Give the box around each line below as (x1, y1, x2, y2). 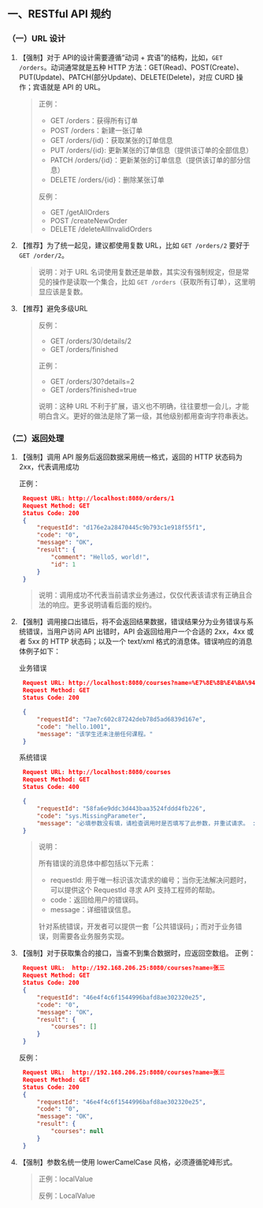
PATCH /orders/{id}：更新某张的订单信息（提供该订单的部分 (50, 155, 244, 164)
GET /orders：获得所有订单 (50, 115, 139, 125)
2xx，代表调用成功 (18, 462, 80, 471)
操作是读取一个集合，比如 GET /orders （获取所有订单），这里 (52, 277, 249, 286)
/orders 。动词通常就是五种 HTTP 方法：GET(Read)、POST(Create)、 (18, 62, 243, 72)
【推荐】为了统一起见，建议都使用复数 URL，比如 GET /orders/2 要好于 (18, 240, 250, 250)
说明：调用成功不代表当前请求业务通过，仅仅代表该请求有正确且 (38, 590, 246, 600)
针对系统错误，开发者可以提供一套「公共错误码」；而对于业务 (38, 922, 235, 931)
